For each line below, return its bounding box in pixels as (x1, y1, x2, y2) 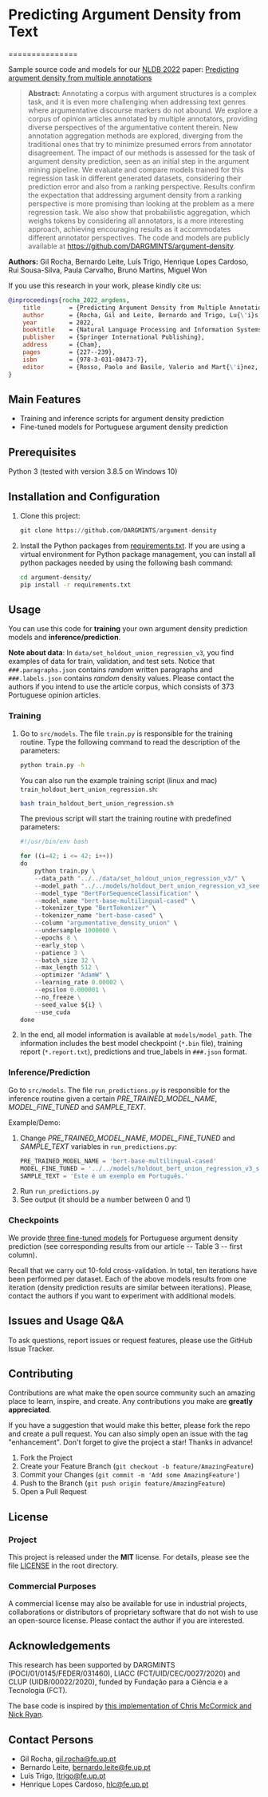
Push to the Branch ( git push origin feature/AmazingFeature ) (19, 1478, 226, 1488)
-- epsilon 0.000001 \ (34, 986, 106, 994)
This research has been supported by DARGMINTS (8, 1660, 175, 1670)
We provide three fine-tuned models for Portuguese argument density (8, 1233, 238, 1242)
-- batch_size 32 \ (34, 956, 96, 964)
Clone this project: (19, 511, 81, 520)
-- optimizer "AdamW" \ (34, 971, 110, 980)
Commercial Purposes (8, 1580, 97, 1592)
